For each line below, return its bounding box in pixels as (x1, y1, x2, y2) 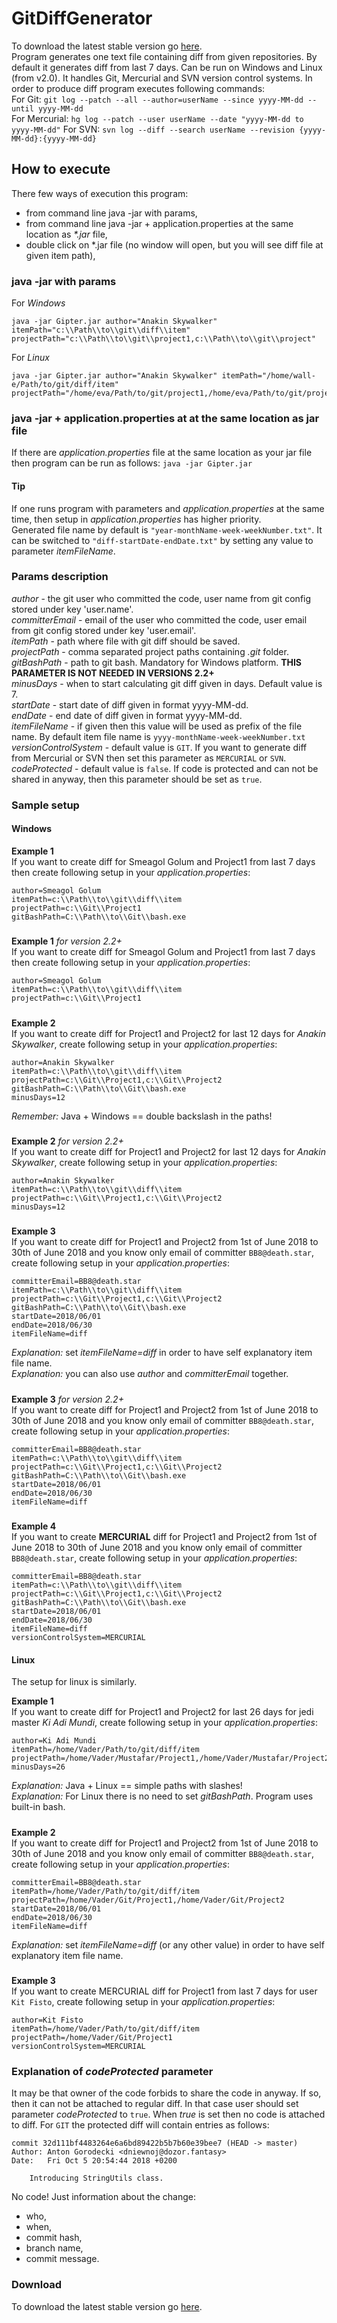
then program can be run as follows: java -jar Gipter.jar (11, 457, 253, 469)
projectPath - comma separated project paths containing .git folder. (11, 645, 289, 657)
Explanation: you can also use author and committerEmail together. (11, 1368, 289, 1380)
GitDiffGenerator (11, 7, 153, 30)
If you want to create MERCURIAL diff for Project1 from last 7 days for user (11, 1985, 318, 1997)
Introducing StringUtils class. (29, 2173, 164, 2184)
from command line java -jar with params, (25, 207, 198, 219)
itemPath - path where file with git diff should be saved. (11, 635, 241, 647)
